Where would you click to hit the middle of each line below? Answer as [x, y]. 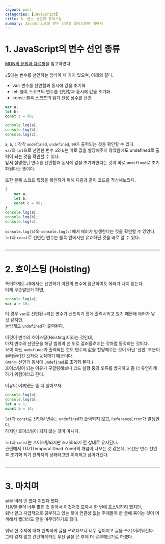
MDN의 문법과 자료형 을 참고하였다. [39, 64]
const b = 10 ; [20, 408]
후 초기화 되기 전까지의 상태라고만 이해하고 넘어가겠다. [57, 455]
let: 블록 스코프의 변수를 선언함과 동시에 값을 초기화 [61, 92]
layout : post [18, 10]
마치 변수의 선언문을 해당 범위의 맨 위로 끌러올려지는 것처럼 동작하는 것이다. [77, 344]
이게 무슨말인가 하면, [25, 290]
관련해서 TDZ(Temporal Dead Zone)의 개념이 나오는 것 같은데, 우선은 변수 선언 [81, 448]
